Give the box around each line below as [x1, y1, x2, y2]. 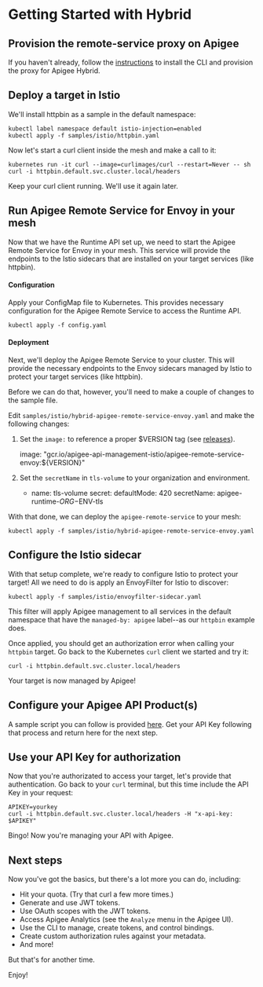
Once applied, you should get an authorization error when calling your [8, 638, 235, 648]
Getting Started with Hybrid [8, 6, 192, 24]
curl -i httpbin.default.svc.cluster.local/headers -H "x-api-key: [8, 810, 234, 818]
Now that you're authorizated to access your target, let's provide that [8, 772, 232, 781]
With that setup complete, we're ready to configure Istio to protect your [8, 569, 239, 578]
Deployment [8, 338, 49, 347]
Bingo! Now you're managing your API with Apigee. [8, 831, 174, 840]
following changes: [8, 419, 70, 429]
